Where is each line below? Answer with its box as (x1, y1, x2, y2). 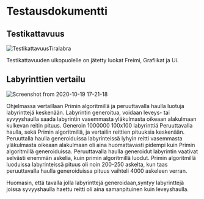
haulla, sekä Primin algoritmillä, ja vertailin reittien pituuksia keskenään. (6, 128, 185, 136)
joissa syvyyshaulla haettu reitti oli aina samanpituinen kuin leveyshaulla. (6, 185, 189, 193)
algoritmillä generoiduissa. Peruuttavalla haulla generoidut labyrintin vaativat (6, 148, 199, 155)
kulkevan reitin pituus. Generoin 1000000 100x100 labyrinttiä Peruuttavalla (6, 121, 193, 129)
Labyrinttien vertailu (6, 74, 86, 85)
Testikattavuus (6, 29, 65, 39)
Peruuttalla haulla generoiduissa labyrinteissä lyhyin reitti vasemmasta (6, 134, 183, 142)
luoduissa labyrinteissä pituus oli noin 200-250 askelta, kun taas (6, 161, 168, 168)
